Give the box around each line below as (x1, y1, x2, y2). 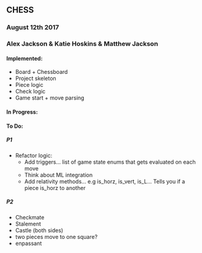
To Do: (6, 122, 23, 130)
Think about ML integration (24, 171, 93, 178)
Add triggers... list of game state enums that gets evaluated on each (24, 158, 196, 166)
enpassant (15, 240, 42, 247)
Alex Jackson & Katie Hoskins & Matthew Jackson (6, 40, 159, 48)
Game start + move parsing (15, 94, 84, 101)
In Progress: (6, 108, 38, 116)
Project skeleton (15, 75, 56, 82)
